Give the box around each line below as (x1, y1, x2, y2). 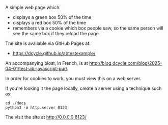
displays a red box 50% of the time (12, 20, 87, 26)
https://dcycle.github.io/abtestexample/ (12, 51, 96, 56)
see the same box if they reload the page (12, 31, 99, 36)
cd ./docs (5, 101, 26, 106)
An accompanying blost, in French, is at (5, 60, 88, 66)
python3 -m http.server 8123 (5, 105, 67, 110)
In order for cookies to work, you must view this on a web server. (5, 76, 142, 81)
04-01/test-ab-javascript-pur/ (5, 66, 67, 71)
